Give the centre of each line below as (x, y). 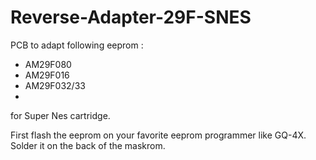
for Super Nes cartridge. (60, 115)
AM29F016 (47, 75)
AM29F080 (48, 64)
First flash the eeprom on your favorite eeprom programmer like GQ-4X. (158, 135)
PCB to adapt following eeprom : (77, 45)
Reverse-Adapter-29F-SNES (131, 17)
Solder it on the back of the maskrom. (88, 145)
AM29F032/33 (55, 85)
